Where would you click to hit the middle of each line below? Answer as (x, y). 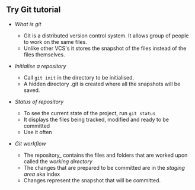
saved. (32, 90)
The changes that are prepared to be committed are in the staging (104, 167)
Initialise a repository (40, 66)
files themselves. (44, 54)
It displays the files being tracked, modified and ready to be (96, 119)
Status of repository (39, 102)
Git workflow (30, 143)
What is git (28, 24)
